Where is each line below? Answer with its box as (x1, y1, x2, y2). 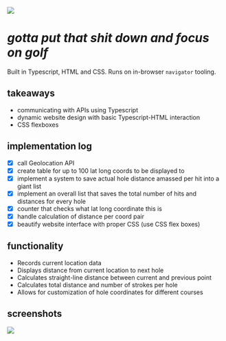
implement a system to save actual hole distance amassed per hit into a (16, 174, 220, 183)
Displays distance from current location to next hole (16, 266, 164, 274)
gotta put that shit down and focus (7, 30, 210, 46)
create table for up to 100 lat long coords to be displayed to (16, 166, 185, 175)
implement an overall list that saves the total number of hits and (16, 189, 197, 198)
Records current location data (16, 258, 102, 267)
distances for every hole (16, 197, 86, 205)
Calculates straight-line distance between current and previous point (16, 273, 212, 282)
